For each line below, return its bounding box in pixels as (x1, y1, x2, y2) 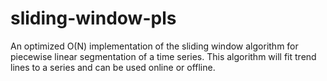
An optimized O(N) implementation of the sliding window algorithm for (10, 40, 299, 52)
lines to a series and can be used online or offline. (10, 61, 216, 73)
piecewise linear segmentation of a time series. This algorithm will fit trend (10, 50, 317, 62)
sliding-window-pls (10, 7, 177, 30)
